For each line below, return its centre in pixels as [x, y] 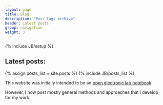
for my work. [18, 97]
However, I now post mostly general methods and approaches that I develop [82, 92]
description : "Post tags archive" [40, 19]
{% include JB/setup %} [29, 46]
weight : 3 [15, 32]
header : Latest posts [27, 23]
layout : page [18, 10]
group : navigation [24, 28]
